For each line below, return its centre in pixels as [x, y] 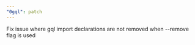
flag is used [21, 35]
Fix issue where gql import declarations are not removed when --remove [98, 29]
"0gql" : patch [24, 12]
